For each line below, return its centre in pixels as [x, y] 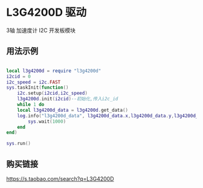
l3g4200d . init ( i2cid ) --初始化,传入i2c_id [68, 99]
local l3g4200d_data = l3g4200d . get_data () [73, 110]
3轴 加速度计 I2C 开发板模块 [41, 30]
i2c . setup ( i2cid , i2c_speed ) [52, 93]
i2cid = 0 [19, 76]
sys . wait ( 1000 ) [47, 122]
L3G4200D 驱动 [47, 12]
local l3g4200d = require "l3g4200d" [54, 71]
